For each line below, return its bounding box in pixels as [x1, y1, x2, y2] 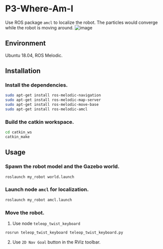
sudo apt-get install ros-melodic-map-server [5, 97, 101, 102]
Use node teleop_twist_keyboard [12, 221, 81, 227]
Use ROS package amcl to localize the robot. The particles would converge [5, 19, 158, 25]
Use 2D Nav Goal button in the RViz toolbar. [12, 239, 101, 245]
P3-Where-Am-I [5, 3, 74, 14]
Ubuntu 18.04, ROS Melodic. [5, 52, 63, 58]
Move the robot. [5, 209, 45, 216]
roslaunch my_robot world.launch [5, 174, 75, 179]
